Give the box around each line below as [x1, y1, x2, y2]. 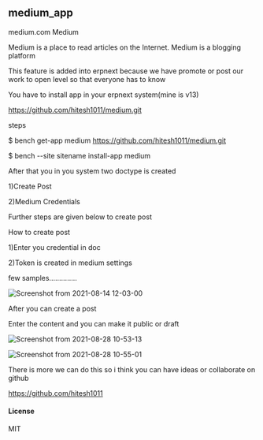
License [8, 406, 35, 416]
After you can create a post [8, 304, 97, 313]
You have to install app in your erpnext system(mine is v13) [8, 90, 199, 99]
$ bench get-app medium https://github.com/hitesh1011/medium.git [8, 136, 227, 145]
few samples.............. [8, 273, 77, 282]
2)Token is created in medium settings [8, 258, 132, 267]
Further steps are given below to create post [8, 212, 152, 222]
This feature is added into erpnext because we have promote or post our [8, 66, 244, 76]
